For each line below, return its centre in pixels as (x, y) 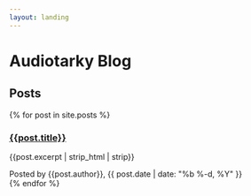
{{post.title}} (38, 138)
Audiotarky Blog (71, 60)
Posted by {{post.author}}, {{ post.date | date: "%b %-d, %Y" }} (125, 174)
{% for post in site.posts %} (60, 115)
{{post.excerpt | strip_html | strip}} (72, 156)
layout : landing (39, 17)
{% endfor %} (35, 183)
